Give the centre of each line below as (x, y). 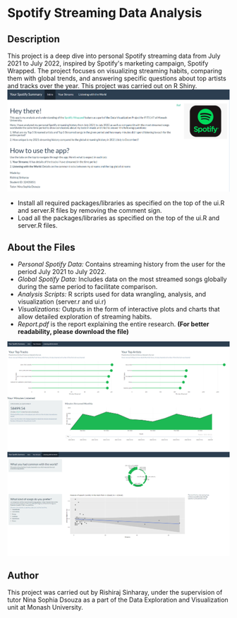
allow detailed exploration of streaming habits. (85, 317)
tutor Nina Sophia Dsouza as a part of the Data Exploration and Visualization (118, 600)
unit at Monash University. (45, 607)
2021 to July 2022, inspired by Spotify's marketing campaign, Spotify (108, 63)
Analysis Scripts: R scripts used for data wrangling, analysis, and (112, 295)
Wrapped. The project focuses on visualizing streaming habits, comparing (115, 71)
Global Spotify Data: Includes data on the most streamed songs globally (122, 279)
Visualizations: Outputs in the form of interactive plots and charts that (119, 309)
